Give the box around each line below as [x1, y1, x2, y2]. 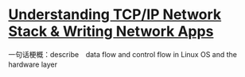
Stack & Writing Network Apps [8, 22, 214, 40]
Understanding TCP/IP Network [8, 6, 222, 24]
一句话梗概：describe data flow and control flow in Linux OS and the [8, 49, 237, 59]
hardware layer [8, 60, 58, 69]
